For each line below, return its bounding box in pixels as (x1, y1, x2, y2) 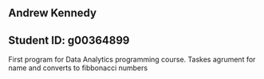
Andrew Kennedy (8, 6, 97, 20)
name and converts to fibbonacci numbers (8, 63, 148, 73)
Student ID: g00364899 (8, 34, 130, 47)
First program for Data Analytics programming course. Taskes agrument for (8, 55, 256, 65)
